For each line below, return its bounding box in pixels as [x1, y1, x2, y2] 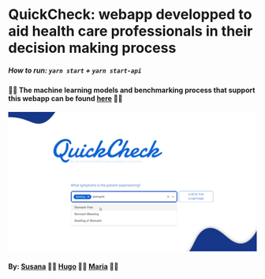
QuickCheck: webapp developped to [8, 6, 252, 24]
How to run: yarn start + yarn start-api [8, 65, 142, 75]
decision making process [8, 39, 177, 57]
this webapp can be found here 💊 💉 [8, 94, 123, 103]
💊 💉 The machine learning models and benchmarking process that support [8, 85, 256, 95]
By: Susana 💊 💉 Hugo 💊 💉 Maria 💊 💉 [8, 262, 119, 271]
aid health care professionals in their [8, 22, 253, 40]
